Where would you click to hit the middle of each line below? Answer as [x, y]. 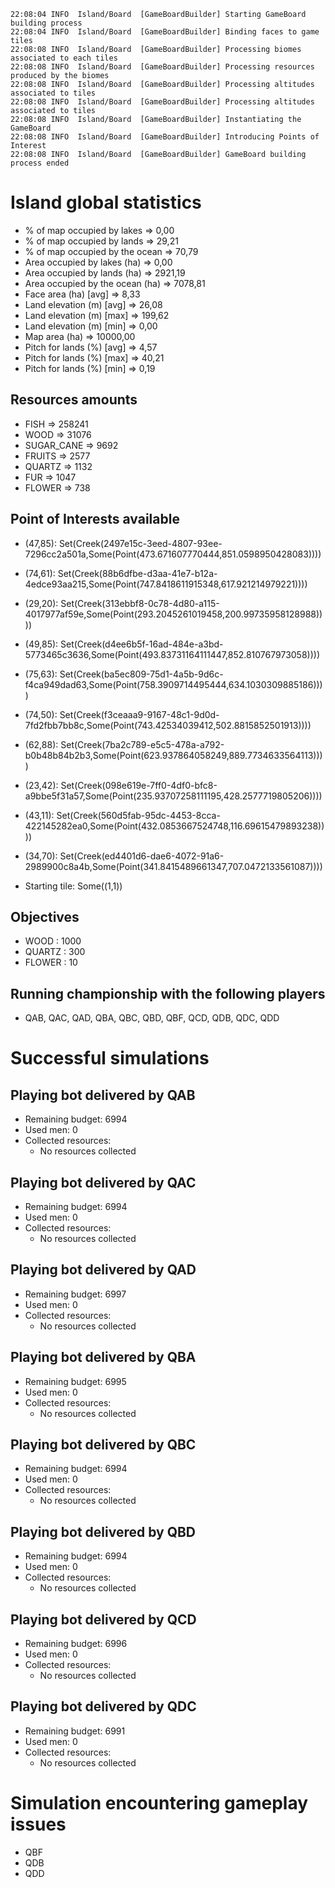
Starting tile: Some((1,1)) [73, 886]
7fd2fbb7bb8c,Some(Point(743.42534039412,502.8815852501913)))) [168, 725]
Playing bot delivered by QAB [103, 1095]
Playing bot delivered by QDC [103, 1706]
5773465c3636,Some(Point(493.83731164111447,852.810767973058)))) [172, 654]
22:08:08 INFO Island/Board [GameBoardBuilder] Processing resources [162, 67]
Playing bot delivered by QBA [103, 1357]
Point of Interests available [95, 519]
